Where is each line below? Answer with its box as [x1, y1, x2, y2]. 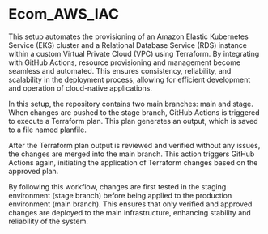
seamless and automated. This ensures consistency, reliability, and [8, 66, 232, 75]
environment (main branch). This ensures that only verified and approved [8, 199, 253, 209]
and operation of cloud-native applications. [8, 83, 152, 93]
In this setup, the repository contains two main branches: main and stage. [8, 99, 253, 108]
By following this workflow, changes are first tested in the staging [8, 181, 227, 191]
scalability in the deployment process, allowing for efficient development [8, 74, 251, 84]
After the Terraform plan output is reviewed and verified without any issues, [8, 140, 261, 150]
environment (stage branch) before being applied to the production [8, 190, 232, 200]
